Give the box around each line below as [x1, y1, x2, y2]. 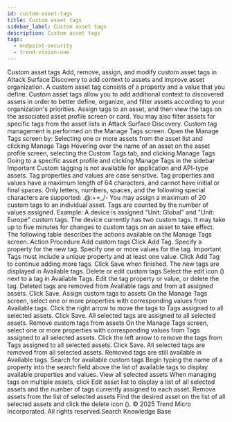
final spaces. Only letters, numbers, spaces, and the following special [7, 185, 206, 194]
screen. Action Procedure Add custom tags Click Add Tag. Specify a [7, 237, 202, 246]
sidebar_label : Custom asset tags [7, 23, 107, 30]
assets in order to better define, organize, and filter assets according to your [7, 97, 225, 105]
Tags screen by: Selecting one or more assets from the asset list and [7, 134, 203, 142]
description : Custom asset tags [7, 29, 100, 37]
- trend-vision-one [13, 49, 70, 56]
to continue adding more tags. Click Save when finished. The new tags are [7, 260, 220, 268]
